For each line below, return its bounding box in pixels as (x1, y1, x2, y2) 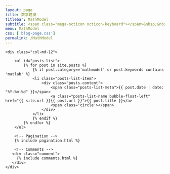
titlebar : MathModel (5, 17, 49, 22)
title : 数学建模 (5, 12, 36, 17)
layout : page (5, 7, 33, 13)
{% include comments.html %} (16, 155, 78, 161)
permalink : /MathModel (5, 36, 53, 41)
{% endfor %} (23, 120, 51, 125)
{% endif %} (32, 116, 58, 121)
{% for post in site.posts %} (23, 63, 87, 68)
